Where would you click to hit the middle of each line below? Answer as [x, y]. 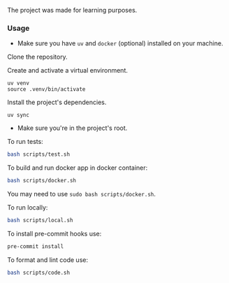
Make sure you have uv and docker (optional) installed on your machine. [120, 43]
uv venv [19, 83]
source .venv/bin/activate [46, 89]
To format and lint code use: [48, 260]
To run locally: [28, 208]
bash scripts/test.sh [39, 154]
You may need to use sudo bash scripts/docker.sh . [81, 194]
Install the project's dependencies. [57, 102]
